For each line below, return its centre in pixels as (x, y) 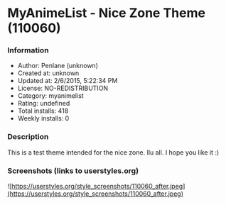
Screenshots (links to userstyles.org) (73, 170)
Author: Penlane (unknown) (58, 66)
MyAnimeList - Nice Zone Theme (107, 13)
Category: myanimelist (50, 96)
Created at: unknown (48, 73)
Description (28, 137)
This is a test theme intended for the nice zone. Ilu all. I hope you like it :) (113, 152)
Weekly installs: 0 (43, 118)
